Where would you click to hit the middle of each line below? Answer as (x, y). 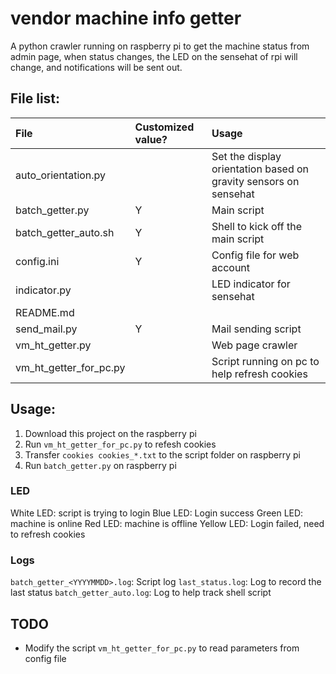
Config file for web (255, 255)
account (231, 267)
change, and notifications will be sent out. (96, 67)
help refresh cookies (259, 374)
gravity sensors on (255, 181)
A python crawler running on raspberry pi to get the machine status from (160, 46)
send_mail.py (46, 329)
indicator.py (43, 290)
